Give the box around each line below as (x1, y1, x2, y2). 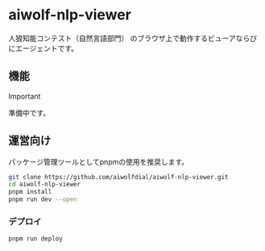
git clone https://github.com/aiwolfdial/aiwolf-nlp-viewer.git (8, 173, 229, 181)
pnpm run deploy (8, 235, 63, 243)
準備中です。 (8, 107, 51, 118)
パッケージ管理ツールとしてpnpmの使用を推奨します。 (8, 157, 189, 166)
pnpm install (8, 188, 52, 196)
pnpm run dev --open (8, 195, 78, 203)
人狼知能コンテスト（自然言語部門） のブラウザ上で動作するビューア (8, 33, 236, 43)
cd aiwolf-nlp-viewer (8, 180, 81, 189)
